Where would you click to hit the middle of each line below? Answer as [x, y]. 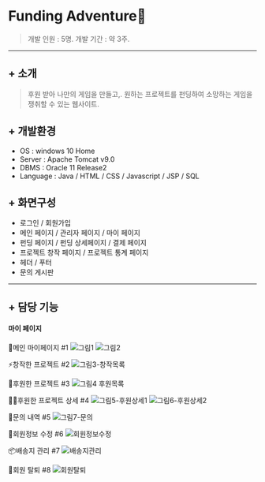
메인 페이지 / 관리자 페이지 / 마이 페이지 [80, 233]
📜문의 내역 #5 [30, 417]
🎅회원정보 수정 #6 [36, 434]
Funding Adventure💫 [77, 16]
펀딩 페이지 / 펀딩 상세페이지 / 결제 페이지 [83, 243]
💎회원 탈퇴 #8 [30, 469]
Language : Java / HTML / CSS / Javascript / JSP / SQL [109, 176]
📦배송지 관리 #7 [34, 450]
